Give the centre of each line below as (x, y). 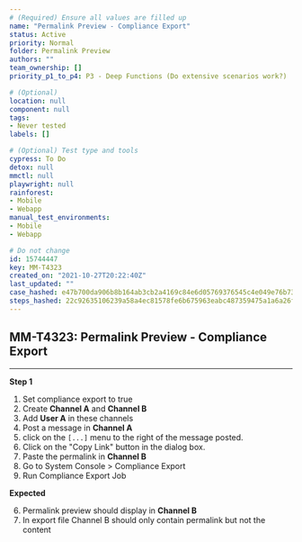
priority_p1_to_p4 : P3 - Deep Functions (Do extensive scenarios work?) (148, 77)
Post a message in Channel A (77, 428)
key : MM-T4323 (36, 267)
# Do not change (40, 250)
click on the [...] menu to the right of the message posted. (133, 437)
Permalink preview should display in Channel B (110, 510)
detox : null (31, 167)
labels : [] (30, 135)
